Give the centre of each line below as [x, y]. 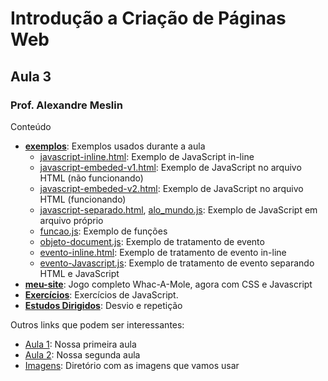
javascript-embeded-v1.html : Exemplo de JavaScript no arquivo [170, 167]
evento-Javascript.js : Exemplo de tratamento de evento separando [177, 263]
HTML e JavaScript [79, 273]
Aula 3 [31, 76]
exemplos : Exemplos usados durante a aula [115, 146]
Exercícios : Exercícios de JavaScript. [101, 294]
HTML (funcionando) [83, 199]
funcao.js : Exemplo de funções [103, 231]
